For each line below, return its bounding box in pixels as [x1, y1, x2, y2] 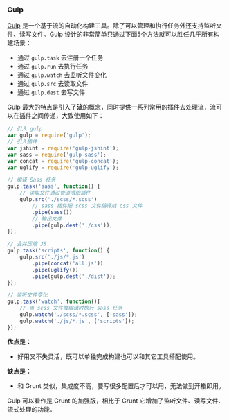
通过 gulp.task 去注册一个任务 [17, 53, 104, 62]
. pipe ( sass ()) [32, 209, 73, 216]
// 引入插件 [7, 139, 38, 146]
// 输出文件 [32, 215, 62, 222]
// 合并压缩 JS [7, 240, 47, 247]
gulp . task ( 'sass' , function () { [7, 183, 100, 190]
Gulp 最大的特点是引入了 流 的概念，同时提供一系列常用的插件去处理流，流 [7, 103, 217, 112]
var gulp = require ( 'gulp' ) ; [7, 132, 91, 139]
